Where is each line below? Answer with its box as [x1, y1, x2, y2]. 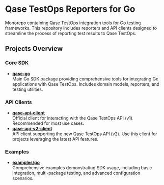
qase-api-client [12, 110, 45, 115]
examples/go [12, 159, 40, 166]
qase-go [12, 71, 30, 76]
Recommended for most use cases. [12, 120, 84, 126]
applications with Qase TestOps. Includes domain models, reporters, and [12, 81, 160, 87]
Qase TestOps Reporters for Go [5, 3, 136, 15]
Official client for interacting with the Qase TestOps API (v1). [12, 115, 134, 121]
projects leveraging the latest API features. [12, 136, 99, 142]
